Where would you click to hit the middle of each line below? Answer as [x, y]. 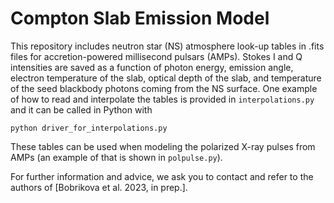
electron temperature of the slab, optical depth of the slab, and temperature [166, 78]
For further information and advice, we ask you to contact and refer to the [162, 176]
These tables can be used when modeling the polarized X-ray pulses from [163, 146]
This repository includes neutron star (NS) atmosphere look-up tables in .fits [167, 46]
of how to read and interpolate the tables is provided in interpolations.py [162, 99]
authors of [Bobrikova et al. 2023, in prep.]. [99, 187]
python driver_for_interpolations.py [89, 128]
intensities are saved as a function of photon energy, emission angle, [152, 67]
